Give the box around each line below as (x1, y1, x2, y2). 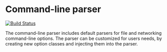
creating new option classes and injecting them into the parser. (5, 40, 138, 46)
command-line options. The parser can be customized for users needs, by (5, 35, 162, 41)
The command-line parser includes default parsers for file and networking (5, 30, 162, 36)
